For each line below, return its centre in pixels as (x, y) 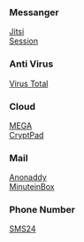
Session (23, 41)
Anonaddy (28, 177)
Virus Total (29, 83)
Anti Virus (31, 64)
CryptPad (27, 135)
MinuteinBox (32, 187)
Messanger (34, 12)
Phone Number (42, 210)
